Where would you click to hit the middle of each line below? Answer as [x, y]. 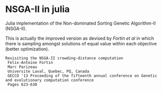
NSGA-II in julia [37, 9]
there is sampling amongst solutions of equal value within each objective [81, 43]
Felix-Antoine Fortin [30, 62]
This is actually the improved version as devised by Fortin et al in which [80, 38]
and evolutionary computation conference [50, 80]
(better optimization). [27, 49]
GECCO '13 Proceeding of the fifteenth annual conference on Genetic [82, 76]
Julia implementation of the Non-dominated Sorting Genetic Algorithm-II [80, 23]
